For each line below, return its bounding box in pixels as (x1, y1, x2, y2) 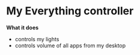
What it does (6, 24, 39, 31)
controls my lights (14, 35, 59, 42)
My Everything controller (6, 4, 134, 18)
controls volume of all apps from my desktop (14, 42, 126, 49)
